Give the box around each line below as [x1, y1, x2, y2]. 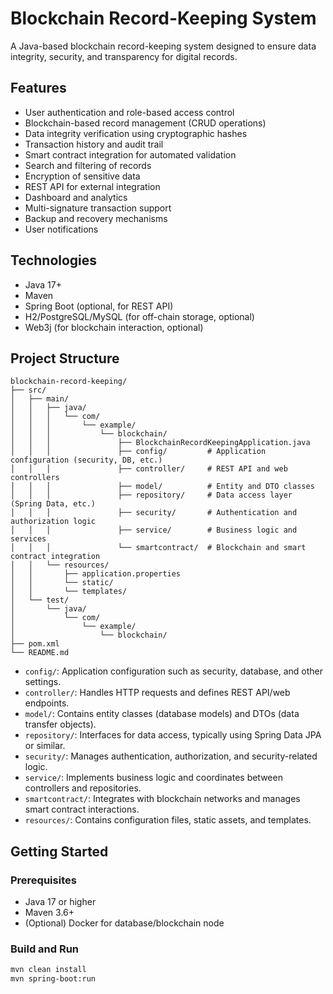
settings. [24, 676, 62, 688]
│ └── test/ [10, 595, 70, 606]
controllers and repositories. [24, 782, 142, 794]
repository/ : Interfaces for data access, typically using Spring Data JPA [24, 729, 322, 741]
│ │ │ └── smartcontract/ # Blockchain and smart [10, 543, 307, 553]
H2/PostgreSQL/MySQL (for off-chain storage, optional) [24, 310, 255, 322]
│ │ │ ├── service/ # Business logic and [10, 525, 298, 536]
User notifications [24, 223, 99, 235]
